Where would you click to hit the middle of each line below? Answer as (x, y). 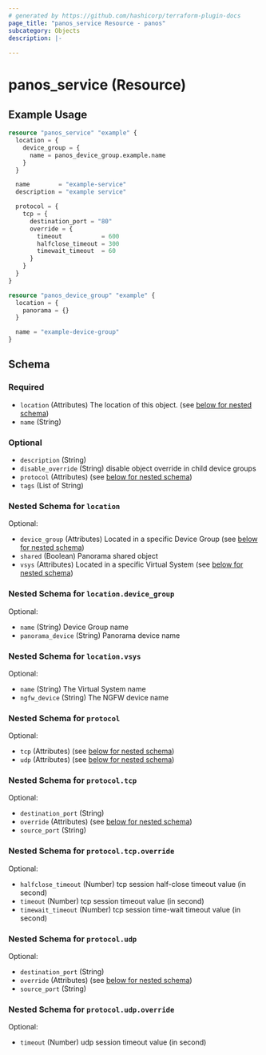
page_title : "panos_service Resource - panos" (87, 23)
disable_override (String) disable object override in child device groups (138, 468)
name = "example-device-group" (67, 332)
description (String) (53, 459)
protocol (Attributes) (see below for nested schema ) (106, 476)
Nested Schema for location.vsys (75, 656)
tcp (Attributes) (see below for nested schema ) (97, 751)
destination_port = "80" (71, 221)
